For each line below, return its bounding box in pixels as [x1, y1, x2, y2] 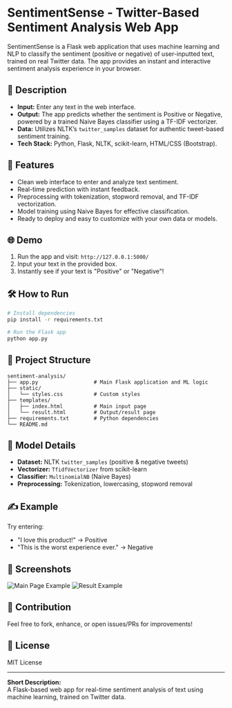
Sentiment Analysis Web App [7, 19, 179, 35]
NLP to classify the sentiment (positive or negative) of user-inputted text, [7, 50, 215, 58]
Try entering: [7, 522, 44, 531]
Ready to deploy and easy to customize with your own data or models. [17, 214, 217, 222]
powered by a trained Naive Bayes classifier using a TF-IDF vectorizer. [17, 117, 218, 126]
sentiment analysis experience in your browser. [7, 64, 142, 72]
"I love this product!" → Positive [17, 536, 108, 544]
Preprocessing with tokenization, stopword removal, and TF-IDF [17, 192, 199, 201]
